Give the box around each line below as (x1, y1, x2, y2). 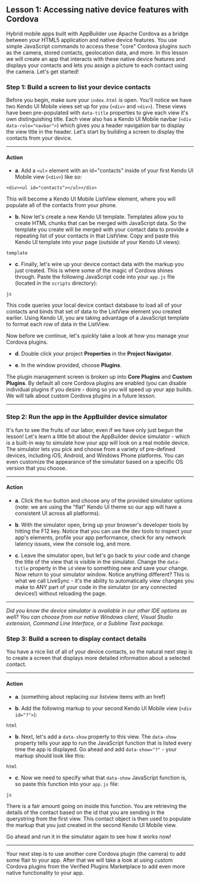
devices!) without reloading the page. (14, 590, 107, 597)
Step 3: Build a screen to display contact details (6, 634, 147, 643)
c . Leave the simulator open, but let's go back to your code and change (14, 551, 190, 559)
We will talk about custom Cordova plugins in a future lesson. (6, 392, 157, 399)
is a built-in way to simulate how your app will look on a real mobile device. (6, 439, 190, 446)
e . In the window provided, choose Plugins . (14, 362, 122, 369)
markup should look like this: (14, 752, 85, 760)
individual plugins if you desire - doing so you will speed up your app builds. (6, 386, 193, 393)
